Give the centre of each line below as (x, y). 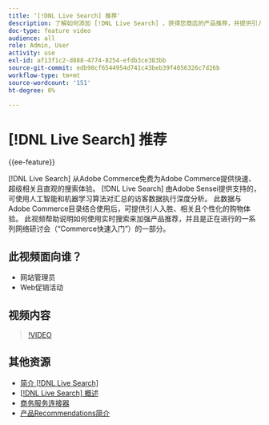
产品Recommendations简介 (65, 413)
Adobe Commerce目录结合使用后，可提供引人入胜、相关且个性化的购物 (126, 208)
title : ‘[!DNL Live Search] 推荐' (65, 16)
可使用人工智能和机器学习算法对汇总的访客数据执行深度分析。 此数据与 (125, 199)
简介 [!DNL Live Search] (59, 382)
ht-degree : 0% (32, 90)
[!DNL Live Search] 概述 (59, 393)
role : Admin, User (39, 46)
